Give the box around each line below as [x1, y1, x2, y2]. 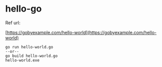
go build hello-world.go [5, 53, 58, 58]
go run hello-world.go [5, 44, 53, 49]
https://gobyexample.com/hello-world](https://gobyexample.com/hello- [7, 29, 157, 35]
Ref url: [5, 20, 21, 26]
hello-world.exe [5, 57, 40, 63]
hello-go [5, 3, 42, 15]
